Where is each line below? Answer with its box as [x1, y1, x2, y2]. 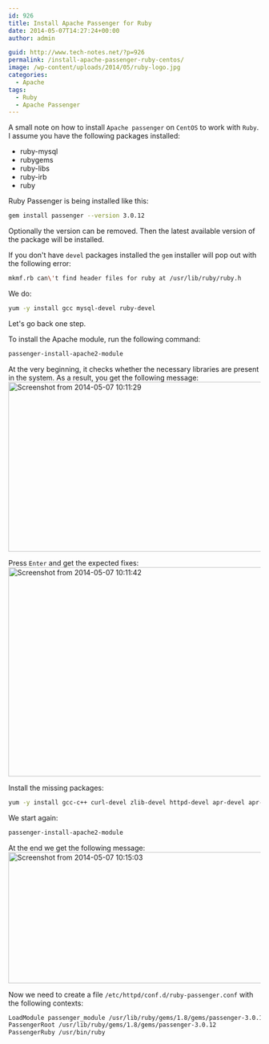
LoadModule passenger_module [8, 1014, 106, 1022]
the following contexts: [8, 998, 84, 1008]
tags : [8, 86, 26, 94]
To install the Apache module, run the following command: [8, 334, 201, 344]
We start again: [8, 812, 58, 822]
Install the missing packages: [8, 783, 104, 792]
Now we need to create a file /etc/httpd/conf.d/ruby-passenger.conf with [8, 990, 254, 999]
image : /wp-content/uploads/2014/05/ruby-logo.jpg [8, 63, 181, 72]
